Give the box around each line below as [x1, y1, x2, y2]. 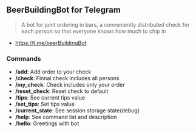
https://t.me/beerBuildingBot [15, 39, 87, 46]
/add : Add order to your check [15, 68, 92, 75]
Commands [6, 54, 41, 63]
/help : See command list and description [15, 114, 117, 121]
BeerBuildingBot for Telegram [6, 5, 121, 15]
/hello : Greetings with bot [15, 120, 79, 127]
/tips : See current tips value [15, 94, 86, 101]
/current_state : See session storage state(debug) [15, 107, 140, 114]
